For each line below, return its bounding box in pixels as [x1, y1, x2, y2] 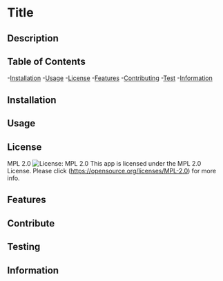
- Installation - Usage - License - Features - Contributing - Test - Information [7, 74, 213, 82]
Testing [7, 241, 41, 253]
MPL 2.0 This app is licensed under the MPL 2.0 [7, 159, 202, 167]
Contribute [7, 217, 55, 229]
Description [7, 32, 59, 44]
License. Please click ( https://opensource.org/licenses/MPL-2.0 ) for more [7, 166, 216, 175]
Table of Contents [7, 55, 86, 67]
